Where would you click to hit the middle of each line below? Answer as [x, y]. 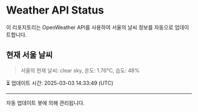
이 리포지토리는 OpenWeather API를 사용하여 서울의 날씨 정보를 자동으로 [90, 27]
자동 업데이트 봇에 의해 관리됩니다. [45, 103]
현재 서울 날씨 [29, 55]
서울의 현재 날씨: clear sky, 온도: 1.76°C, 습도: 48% [80, 70]
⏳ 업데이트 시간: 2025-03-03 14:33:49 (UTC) [60, 83]
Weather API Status [55, 10]
